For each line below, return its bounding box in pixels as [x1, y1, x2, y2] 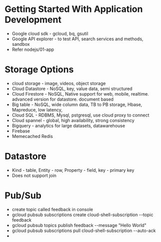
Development [4, 14, 62, 25]
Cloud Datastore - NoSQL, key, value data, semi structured [11, 86, 133, 92]
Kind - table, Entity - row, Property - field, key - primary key [11, 167, 135, 173]
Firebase [11, 128, 30, 134]
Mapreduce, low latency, [11, 107, 63, 113]
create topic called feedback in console [11, 206, 93, 212]
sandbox [11, 41, 30, 47]
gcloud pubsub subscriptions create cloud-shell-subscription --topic [11, 212, 154, 218]
